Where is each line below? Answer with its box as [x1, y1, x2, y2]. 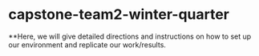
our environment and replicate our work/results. [8, 39, 167, 49]
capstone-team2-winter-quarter [8, 6, 230, 24]
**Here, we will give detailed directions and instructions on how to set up [8, 32, 252, 41]
